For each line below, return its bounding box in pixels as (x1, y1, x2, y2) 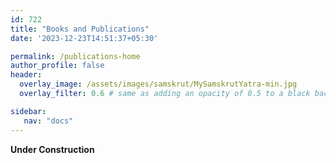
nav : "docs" (23, 116, 74, 126)
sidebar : (10, 106, 47, 116)
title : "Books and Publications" (10, 24, 150, 34)
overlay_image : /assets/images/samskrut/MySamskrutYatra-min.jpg (19, 79, 298, 90)
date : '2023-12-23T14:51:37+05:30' (10, 33, 159, 43)
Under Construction (10, 143, 95, 155)
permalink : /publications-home (10, 51, 141, 61)
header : (10, 70, 43, 80)
